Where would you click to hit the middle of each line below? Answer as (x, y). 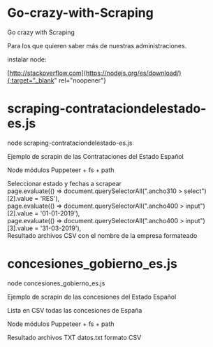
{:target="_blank (31, 80)
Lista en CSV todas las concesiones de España (75, 310)
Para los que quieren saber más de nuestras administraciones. (97, 45)
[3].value (20, 228)
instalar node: (27, 59)
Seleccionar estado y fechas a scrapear (65, 183)
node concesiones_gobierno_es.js (56, 283)
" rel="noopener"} (80, 80)
